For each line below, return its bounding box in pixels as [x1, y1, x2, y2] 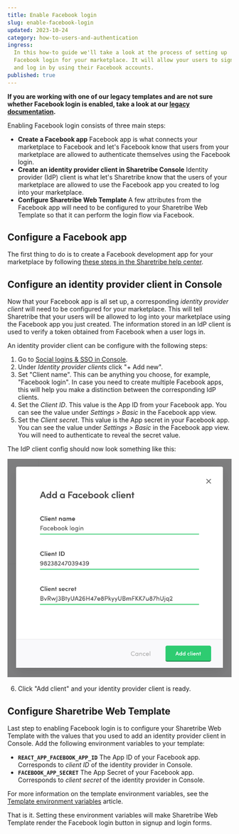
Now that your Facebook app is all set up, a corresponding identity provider [7, 297, 229, 306]
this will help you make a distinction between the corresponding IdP [17, 386, 217, 394]
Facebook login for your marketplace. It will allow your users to [14, 57, 218, 64]
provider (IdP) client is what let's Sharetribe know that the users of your [17, 173, 228, 181]
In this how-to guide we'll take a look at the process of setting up [14, 49, 228, 56]
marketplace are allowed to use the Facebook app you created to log [17, 180, 220, 189]
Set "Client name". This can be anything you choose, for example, [17, 371, 211, 379]
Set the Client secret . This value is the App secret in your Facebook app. [17, 416, 230, 424]
